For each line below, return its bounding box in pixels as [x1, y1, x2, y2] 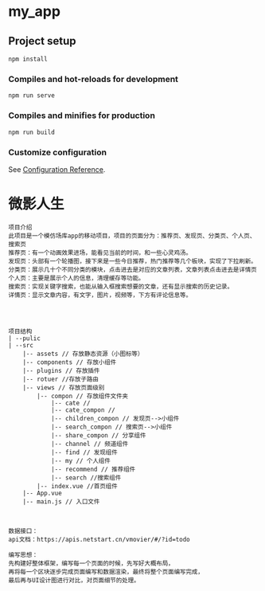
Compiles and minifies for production [8, 110, 155, 121]
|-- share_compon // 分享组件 [50, 431, 146, 440]
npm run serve [8, 92, 56, 100]
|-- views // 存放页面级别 [22, 383, 105, 392]
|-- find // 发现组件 [50, 448, 118, 456]
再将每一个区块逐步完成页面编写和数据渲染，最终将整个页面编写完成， [8, 568, 205, 576]
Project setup [8, 34, 77, 48]
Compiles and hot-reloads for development [8, 73, 179, 84]
